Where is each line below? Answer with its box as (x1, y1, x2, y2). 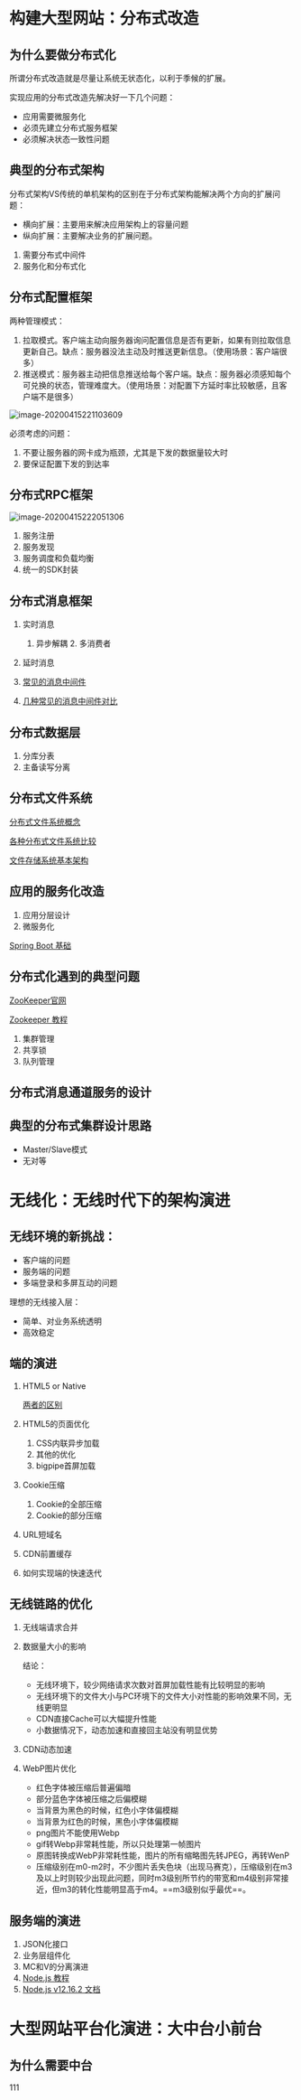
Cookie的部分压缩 (35, 1510, 102, 1521)
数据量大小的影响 (22, 1641, 87, 1652)
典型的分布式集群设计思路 (9, 1118, 151, 1134)
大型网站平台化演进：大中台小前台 (9, 2019, 263, 2039)
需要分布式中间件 (22, 249, 87, 260)
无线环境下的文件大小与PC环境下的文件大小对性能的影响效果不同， (35, 1691, 284, 1702)
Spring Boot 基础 (9, 940, 72, 951)
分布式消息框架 (9, 593, 93, 608)
